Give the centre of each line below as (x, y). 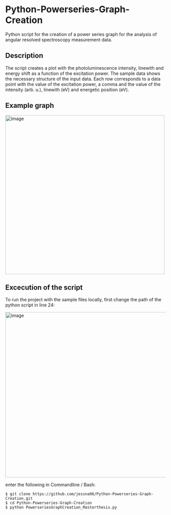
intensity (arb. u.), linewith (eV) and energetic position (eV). (67, 90)
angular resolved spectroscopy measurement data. (59, 40)
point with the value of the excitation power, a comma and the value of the (83, 84)
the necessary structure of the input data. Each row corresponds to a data (83, 79)
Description (24, 56)
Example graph (30, 106)
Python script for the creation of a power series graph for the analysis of (81, 34)
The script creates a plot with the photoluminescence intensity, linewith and (84, 68)
